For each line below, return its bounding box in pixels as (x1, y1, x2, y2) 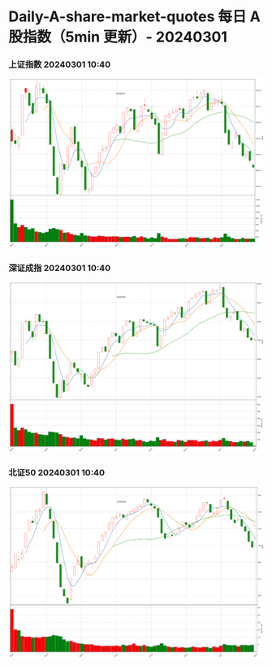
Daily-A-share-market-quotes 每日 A (8, 7, 261, 26)
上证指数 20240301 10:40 (8, 59, 111, 70)
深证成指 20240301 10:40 (8, 262, 111, 274)
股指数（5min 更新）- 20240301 (8, 28, 227, 46)
